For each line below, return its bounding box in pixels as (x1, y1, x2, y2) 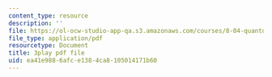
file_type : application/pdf (8, 34, 104, 43)
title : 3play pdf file (8, 49, 85, 57)
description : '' (8, 19, 63, 27)
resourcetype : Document (8, 42, 89, 50)
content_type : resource (8, 11, 89, 20)
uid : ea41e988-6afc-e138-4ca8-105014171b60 (8, 57, 158, 65)
